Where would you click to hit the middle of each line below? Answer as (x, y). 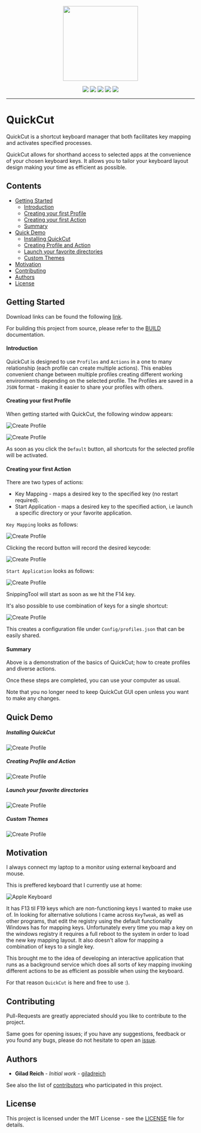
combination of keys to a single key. (50, 947)
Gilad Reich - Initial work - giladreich (60, 1074)
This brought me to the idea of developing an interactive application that (95, 958)
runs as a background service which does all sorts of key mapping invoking (99, 965)
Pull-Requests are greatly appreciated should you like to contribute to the (96, 1016)
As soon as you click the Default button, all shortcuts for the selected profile (100, 449)
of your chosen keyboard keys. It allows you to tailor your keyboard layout (97, 161)
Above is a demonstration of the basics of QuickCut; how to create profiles (98, 663)
